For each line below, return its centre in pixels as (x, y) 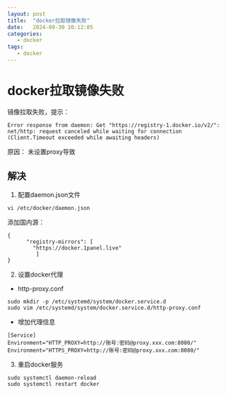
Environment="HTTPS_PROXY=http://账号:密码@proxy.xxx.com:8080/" (104, 350)
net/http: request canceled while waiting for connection (95, 131)
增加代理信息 (36, 322)
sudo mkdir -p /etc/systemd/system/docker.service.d (87, 301)
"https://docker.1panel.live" (77, 248)
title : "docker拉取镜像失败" (49, 21)
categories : (25, 34)
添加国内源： (26, 222)
